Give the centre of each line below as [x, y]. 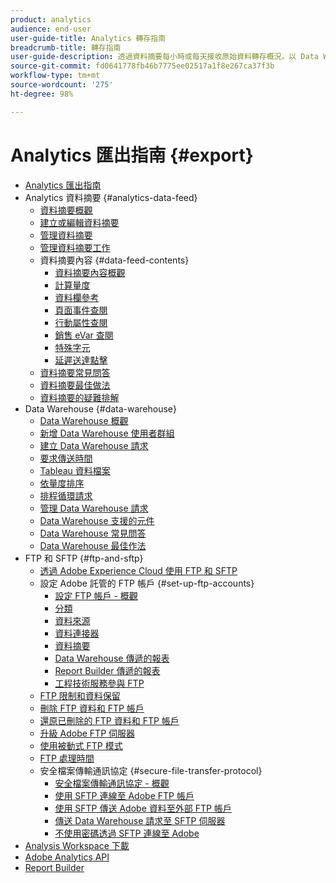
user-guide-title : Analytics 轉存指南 [88, 38]
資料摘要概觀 [66, 210]
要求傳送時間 [66, 458]
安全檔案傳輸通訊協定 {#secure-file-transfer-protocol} [151, 770]
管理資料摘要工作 [75, 247]
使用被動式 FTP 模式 [81, 745]
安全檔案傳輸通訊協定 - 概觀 [112, 783]
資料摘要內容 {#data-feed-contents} [114, 260]
